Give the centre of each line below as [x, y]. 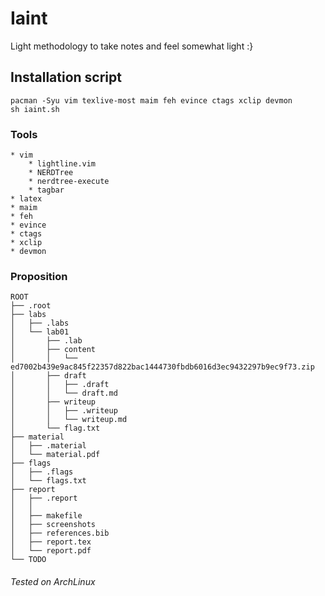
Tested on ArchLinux [53, 581]
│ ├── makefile [46, 516]
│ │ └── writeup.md [69, 420]
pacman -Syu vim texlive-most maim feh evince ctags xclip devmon [151, 100]
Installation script [66, 77]
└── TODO [28, 560]
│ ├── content [53, 350]
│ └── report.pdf [51, 551]
